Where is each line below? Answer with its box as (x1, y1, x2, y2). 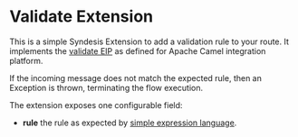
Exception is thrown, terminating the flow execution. (9, 82, 204, 93)
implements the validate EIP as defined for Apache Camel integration (9, 45, 266, 56)
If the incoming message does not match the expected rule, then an (9, 72, 263, 83)
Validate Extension (9, 6, 154, 27)
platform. (9, 55, 43, 66)
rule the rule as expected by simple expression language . (22, 117, 237, 128)
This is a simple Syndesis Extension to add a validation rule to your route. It (9, 36, 290, 47)
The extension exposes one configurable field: (9, 99, 183, 110)
